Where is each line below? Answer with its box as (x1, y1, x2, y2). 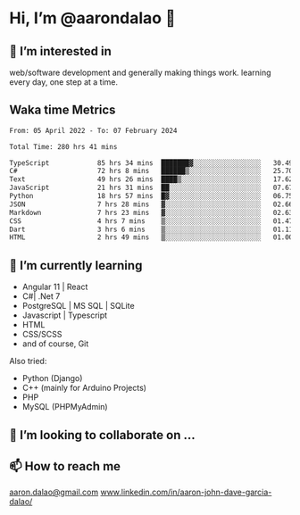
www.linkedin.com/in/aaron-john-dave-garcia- (100, 486, 272, 498)
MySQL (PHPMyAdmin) (21, 402, 109, 412)
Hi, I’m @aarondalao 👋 (9, 8, 176, 29)
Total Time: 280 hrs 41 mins (9, 142, 118, 151)
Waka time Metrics (9, 103, 116, 118)
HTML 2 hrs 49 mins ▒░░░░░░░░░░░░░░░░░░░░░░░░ (9, 233, 262, 242)
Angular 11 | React (21, 281, 88, 293)
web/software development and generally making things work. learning (9, 67, 271, 78)
